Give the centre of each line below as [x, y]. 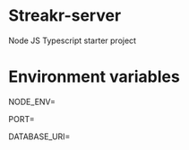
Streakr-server [65, 16]
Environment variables [94, 77]
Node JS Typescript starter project [72, 40]
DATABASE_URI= [39, 137]
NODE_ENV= [32, 101]
